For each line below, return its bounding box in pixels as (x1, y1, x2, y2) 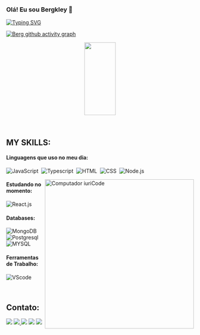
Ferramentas (6, 254, 39, 261)
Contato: (6, 302, 40, 312)
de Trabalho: (6, 260, 39, 268)
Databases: (6, 214, 36, 222)
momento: (6, 188, 33, 195)
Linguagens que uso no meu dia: (6, 154, 89, 161)
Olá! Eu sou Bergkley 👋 (6, 5, 73, 14)
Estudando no (6, 181, 42, 188)
